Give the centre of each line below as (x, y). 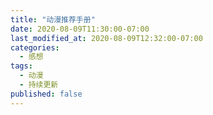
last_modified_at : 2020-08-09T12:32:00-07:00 (106, 38)
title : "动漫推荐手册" (53, 19)
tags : (21, 66)
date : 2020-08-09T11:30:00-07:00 (80, 29)
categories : (35, 47)
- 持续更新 (39, 85)
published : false (46, 94)
